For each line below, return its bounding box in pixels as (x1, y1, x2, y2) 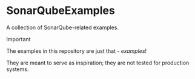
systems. (6, 65, 29, 73)
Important (6, 35, 31, 43)
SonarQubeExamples (6, 4, 115, 18)
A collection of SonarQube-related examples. (6, 24, 119, 31)
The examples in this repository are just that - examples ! (6, 47, 147, 55)
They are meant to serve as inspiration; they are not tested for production (6, 59, 190, 66)
